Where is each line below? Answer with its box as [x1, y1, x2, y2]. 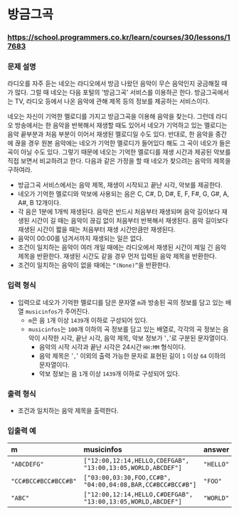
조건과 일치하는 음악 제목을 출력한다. [17, 407, 119, 415]
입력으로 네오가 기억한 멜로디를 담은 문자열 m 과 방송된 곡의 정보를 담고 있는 [17, 298, 224, 306]
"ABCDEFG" [11, 460, 44, 469]
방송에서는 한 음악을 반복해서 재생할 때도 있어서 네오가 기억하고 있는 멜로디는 [14, 121, 228, 130]
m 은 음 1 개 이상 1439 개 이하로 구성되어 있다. [28, 316, 148, 324]
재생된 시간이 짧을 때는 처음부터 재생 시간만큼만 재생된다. [17, 225, 176, 234]
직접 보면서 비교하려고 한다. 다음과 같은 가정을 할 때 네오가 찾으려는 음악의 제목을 [7, 157, 231, 165]
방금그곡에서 [194, 88, 229, 97]
